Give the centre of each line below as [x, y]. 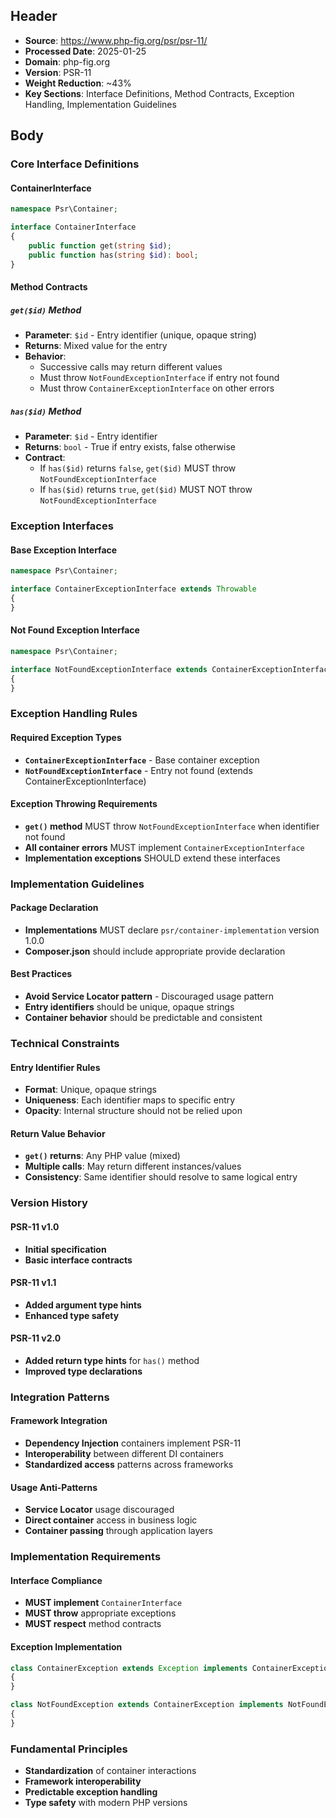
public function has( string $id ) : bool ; [113, 255]
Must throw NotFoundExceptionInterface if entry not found [159, 378]
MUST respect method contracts [93, 1624]
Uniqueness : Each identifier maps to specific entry [130, 1100]
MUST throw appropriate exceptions [100, 1613]
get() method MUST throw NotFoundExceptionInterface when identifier [172, 826]
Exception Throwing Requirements [84, 804]
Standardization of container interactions [110, 1771]
